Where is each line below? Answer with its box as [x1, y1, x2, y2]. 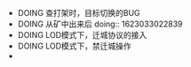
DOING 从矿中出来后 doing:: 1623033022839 [17, 19, 184, 29]
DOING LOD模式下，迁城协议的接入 [17, 30, 147, 40]
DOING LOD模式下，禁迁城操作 [17, 41, 131, 51]
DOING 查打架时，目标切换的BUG [17, 8, 140, 18]
